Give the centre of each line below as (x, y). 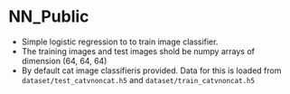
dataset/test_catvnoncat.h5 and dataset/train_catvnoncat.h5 (138, 80)
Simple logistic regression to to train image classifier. (120, 42)
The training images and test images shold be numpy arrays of (138, 51)
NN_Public (49, 17)
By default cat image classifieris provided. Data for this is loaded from (151, 70)
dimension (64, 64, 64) (64, 61)
